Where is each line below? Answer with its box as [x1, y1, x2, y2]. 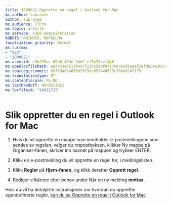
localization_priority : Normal [5, 40, 71, 46]
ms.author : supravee [5, 12, 49, 17]
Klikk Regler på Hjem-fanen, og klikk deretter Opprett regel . [12, 167, 139, 173]
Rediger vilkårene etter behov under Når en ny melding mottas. [12, 177, 145, 183]
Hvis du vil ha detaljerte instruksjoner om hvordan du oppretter [5, 187, 136, 193]
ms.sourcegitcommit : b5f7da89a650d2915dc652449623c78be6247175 [5, 69, 142, 74]
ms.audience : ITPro [5, 21, 47, 27]
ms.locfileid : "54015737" [5, 87, 60, 93]
